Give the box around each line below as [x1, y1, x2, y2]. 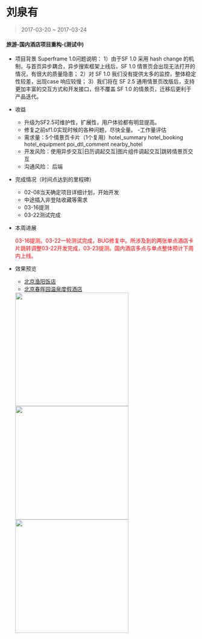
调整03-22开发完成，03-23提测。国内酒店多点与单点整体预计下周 [31, 244, 194, 252]
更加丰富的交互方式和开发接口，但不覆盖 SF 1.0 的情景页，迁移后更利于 [14, 85, 192, 93]
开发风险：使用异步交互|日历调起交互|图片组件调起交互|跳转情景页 [24, 148, 188, 155]
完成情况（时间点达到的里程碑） [14, 176, 95, 183]
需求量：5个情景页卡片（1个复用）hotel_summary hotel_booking [24, 134, 183, 141]
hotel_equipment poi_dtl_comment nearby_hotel [24, 140, 143, 148]
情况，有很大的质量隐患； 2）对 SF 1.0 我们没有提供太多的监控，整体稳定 [14, 70, 197, 77]
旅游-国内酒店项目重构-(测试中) [6, 41, 84, 48]
